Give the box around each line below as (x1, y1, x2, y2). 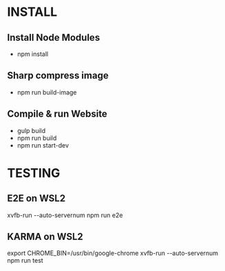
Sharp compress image (7, 70, 109, 81)
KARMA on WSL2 (7, 231, 84, 243)
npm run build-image (17, 88, 77, 97)
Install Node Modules (7, 32, 100, 43)
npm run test (7, 257, 43, 265)
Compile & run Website (7, 108, 108, 120)
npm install (17, 50, 49, 58)
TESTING (7, 165, 61, 181)
